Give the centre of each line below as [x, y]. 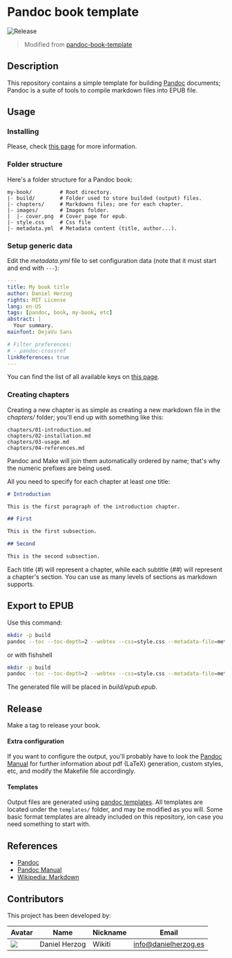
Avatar [22, 932]
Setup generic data [40, 246]
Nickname [109, 932]
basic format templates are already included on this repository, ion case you [115, 817]
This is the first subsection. [52, 531]
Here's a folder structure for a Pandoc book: [70, 179]
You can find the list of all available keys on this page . [84, 377]
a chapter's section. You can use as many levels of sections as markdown [112, 576]
